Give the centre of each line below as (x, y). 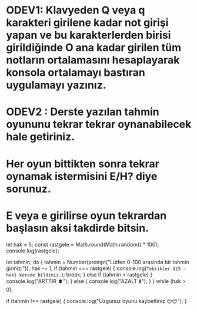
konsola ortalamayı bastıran (76, 73)
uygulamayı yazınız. (56, 85)
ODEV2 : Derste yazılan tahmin (83, 112)
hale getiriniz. (41, 137)
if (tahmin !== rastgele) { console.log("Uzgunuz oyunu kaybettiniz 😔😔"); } (96, 301)
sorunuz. (29, 189)
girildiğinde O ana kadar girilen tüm (94, 48)
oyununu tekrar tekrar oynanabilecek (99, 124)
